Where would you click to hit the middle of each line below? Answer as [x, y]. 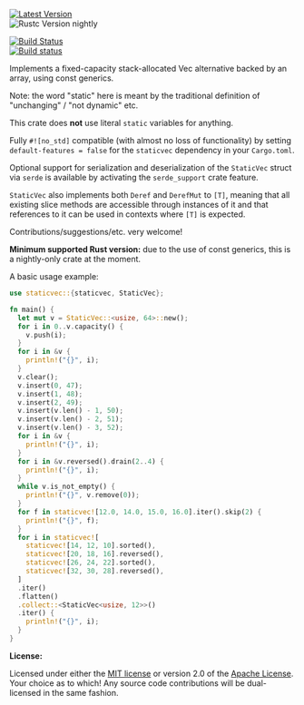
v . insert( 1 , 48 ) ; [50, 394]
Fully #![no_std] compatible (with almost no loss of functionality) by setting [151, 140]
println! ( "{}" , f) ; [63, 520]
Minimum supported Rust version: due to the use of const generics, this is [150, 249]
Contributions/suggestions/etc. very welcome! [96, 232]
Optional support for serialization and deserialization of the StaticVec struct [151, 167]
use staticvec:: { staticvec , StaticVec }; [87, 293]
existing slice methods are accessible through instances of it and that [139, 205]
